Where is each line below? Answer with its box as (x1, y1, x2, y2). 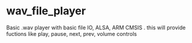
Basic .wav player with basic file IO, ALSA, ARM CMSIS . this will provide (6, 24, 186, 31)
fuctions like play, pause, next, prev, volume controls (6, 30, 137, 37)
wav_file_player (6, 4, 86, 18)
